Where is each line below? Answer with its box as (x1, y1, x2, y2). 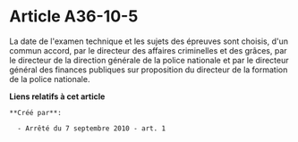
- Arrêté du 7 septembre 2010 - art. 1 (17, 123, 166, 133)
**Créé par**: (9, 108, 63, 117)
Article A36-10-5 (9, 6, 139, 27)
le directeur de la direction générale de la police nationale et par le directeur (9, 54, 289, 65)
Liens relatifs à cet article (9, 91, 106, 102)
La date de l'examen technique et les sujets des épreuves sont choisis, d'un (9, 36, 289, 46)
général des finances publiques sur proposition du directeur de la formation (9, 64, 288, 75)
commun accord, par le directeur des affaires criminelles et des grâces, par (9, 45, 288, 55)
